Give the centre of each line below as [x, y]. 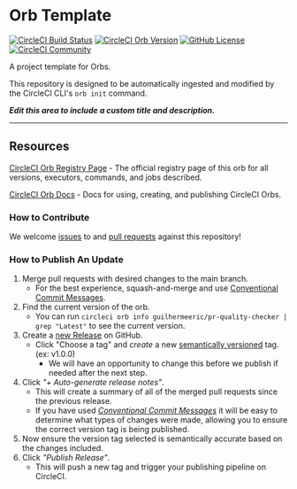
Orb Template [61, 16]
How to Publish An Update [66, 260]
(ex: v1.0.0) [55, 354]
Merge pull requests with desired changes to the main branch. [135, 279]
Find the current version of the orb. [86, 307]
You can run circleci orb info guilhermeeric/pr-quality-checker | [161, 316]
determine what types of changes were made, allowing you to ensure [161, 420]
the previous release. [73, 401]
